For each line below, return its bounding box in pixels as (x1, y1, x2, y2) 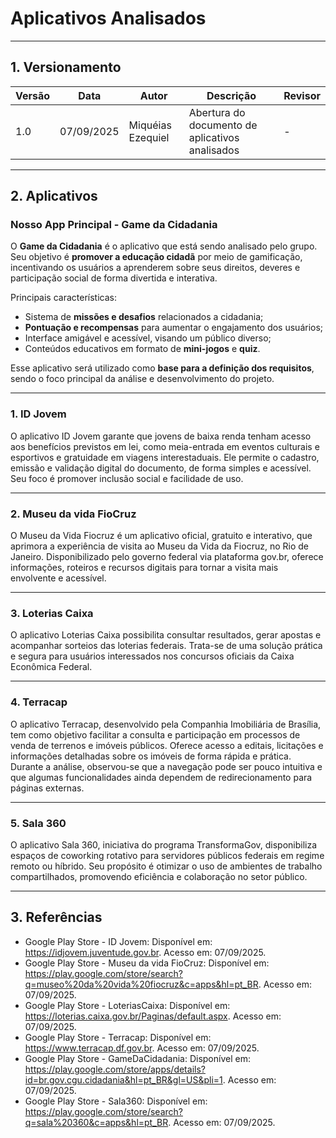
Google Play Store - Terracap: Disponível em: (24, 1031, 212, 1043)
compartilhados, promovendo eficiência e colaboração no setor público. (10, 870, 308, 882)
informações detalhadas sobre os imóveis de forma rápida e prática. (10, 750, 292, 762)
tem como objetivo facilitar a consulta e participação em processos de (10, 728, 301, 741)
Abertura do (188, 105, 246, 119)
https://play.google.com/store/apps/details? (24, 1063, 206, 1075)
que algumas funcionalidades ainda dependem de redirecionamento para (10, 771, 313, 783)
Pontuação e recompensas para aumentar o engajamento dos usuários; (24, 322, 324, 334)
